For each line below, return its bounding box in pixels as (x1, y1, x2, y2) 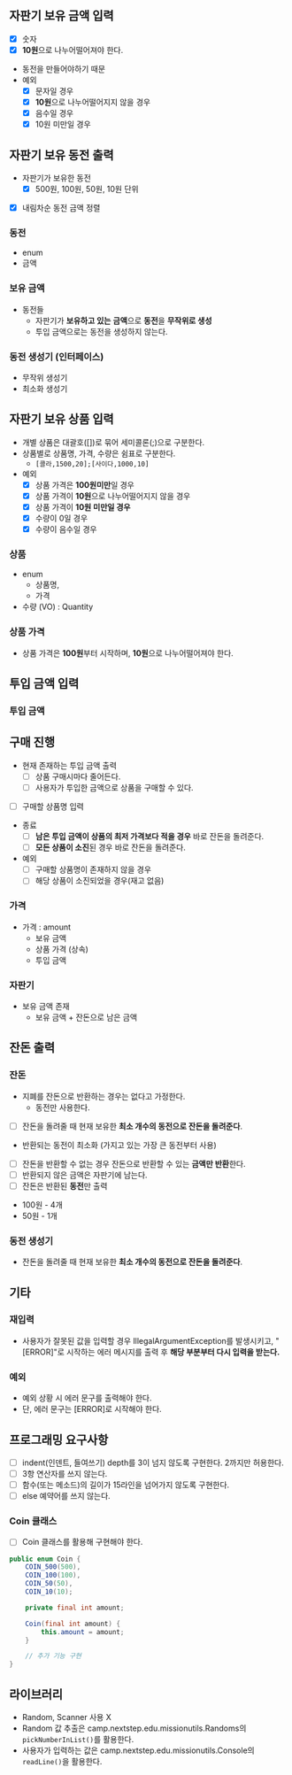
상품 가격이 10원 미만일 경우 (35, 501, 131, 512)
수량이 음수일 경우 (35, 524, 97, 535)
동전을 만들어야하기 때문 (21, 63, 106, 73)
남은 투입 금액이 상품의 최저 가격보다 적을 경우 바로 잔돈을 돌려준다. (35, 831, 265, 842)
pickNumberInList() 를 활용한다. (21, 1733, 134, 1744)
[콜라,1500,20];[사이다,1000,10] (35, 459, 150, 468)
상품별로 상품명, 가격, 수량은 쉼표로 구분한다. (21, 448, 176, 459)
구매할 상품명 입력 (21, 800, 84, 812)
